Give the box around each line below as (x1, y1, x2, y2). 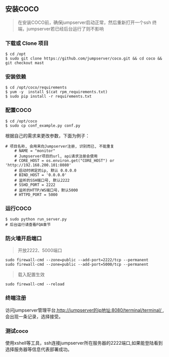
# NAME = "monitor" (14, 148, 56, 153)
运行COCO (5, 205, 32, 212)
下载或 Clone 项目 (5, 40, 49, 47)
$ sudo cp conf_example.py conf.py (5, 123, 81, 128)
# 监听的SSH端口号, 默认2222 (14, 178, 70, 183)
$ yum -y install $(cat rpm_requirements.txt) (5, 90, 108, 95)
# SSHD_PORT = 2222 (14, 182, 56, 187)
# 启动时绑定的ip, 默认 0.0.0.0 (14, 168, 77, 173)
